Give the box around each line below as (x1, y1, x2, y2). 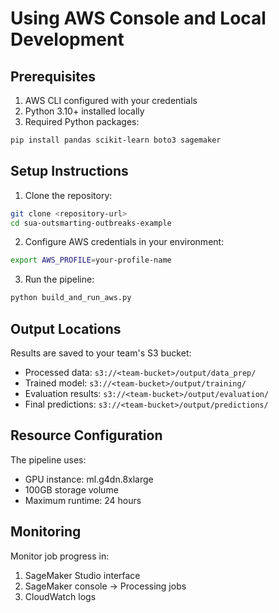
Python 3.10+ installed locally (24, 105, 145, 117)
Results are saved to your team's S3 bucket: (10, 347, 192, 359)
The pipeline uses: (10, 453, 87, 466)
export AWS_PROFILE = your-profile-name (10, 255, 172, 266)
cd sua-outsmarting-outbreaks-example (10, 218, 172, 228)
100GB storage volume (24, 483, 119, 496)
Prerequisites (10, 68, 96, 85)
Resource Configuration (10, 427, 163, 444)
